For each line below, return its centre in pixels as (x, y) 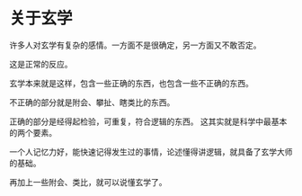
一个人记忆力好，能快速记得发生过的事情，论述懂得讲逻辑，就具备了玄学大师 (151, 151)
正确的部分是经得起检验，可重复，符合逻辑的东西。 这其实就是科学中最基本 (148, 121)
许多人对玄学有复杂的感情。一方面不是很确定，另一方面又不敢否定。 (135, 45)
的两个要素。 (33, 132)
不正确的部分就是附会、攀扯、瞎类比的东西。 (92, 102)
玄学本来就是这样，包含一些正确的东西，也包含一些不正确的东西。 (131, 83)
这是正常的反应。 (41, 64)
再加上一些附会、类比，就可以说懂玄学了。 (88, 182)
